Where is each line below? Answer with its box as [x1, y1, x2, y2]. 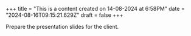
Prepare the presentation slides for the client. [5, 23, 119, 30]
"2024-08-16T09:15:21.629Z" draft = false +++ [5, 11, 123, 19]
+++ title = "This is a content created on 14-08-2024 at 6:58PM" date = [5, 5, 185, 12]
